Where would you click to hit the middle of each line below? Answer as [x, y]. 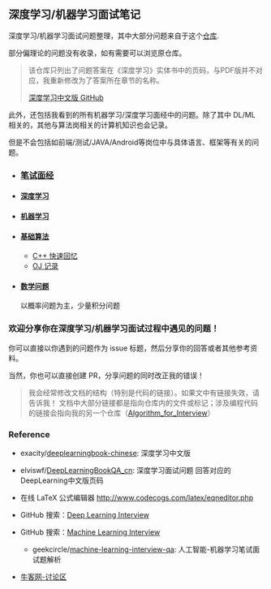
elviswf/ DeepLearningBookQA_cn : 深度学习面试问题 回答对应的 [125, 470]
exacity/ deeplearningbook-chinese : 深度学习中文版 [105, 453]
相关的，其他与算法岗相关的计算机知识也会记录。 [90, 125]
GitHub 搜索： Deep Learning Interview [85, 514]
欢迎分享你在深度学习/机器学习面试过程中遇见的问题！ [114, 329]
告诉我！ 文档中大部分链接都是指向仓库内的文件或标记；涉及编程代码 [143, 402]
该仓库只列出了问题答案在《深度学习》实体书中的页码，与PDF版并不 [142, 70]
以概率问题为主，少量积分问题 [70, 306]
